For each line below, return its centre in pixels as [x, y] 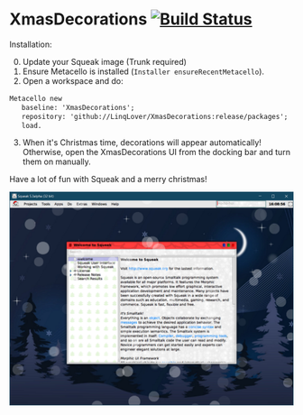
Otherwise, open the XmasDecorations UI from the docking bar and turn [156, 152]
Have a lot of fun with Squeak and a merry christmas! [108, 179]
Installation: [31, 44]
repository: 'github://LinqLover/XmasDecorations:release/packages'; [155, 116]
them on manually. [57, 161]
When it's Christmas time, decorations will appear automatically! [142, 142]
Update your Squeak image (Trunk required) [105, 61]
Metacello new [36, 98]
